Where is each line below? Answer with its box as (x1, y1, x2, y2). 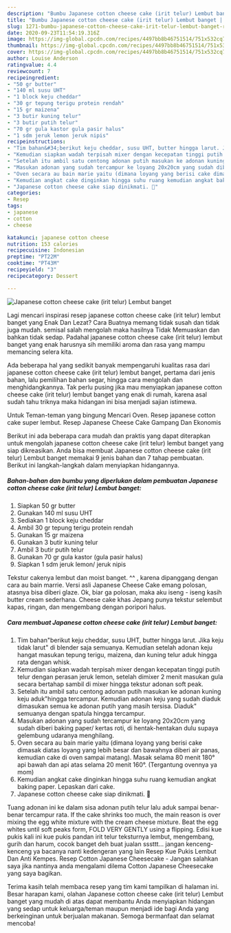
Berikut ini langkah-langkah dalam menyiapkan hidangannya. (7, 461, 180, 469)
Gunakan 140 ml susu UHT (16, 508, 93, 517)
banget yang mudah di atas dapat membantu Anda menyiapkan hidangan (7, 897, 215, 905)
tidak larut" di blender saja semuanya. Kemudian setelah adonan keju (16, 643, 213, 652)
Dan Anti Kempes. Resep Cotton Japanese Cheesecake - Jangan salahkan (7, 854, 219, 863)
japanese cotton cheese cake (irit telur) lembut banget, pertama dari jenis (7, 368, 215, 377)
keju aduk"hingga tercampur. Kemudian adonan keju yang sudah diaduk (16, 694, 221, 703)
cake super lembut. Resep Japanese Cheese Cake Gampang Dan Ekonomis (7, 418, 221, 426)
